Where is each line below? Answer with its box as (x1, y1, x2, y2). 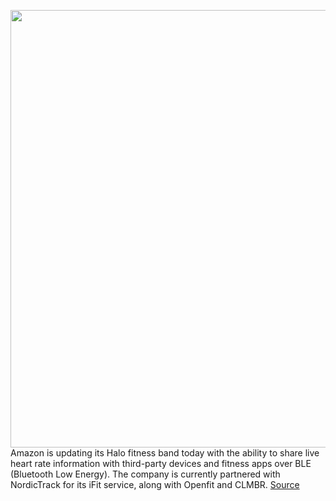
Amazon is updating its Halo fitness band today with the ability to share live (10, 447, 320, 459)
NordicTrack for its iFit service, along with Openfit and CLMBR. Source (10, 479, 300, 490)
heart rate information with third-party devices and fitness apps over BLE (10, 458, 312, 469)
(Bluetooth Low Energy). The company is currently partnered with (10, 468, 281, 480)
